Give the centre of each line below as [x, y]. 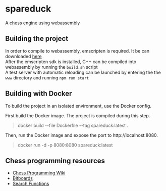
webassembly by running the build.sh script [51, 67]
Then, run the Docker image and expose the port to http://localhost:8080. [81, 135]
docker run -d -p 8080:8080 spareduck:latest [65, 145]
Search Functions [31, 184]
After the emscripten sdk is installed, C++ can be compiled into [71, 62]
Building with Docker [39, 94]
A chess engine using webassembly [43, 23]
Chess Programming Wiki [39, 173]
